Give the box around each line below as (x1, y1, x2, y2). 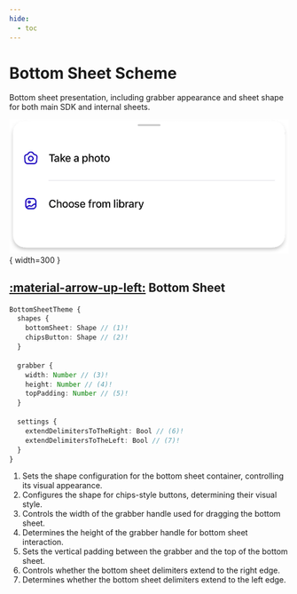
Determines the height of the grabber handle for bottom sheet (21, 527, 248, 538)
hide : (9, 14, 29, 23)
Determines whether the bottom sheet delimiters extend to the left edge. (21, 574, 286, 585)
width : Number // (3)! (25, 370, 109, 379)
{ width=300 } (9, 254, 60, 265)
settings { (17, 417, 58, 426)
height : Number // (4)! (25, 380, 113, 389)
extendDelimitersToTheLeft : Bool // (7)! (25, 436, 180, 445)
